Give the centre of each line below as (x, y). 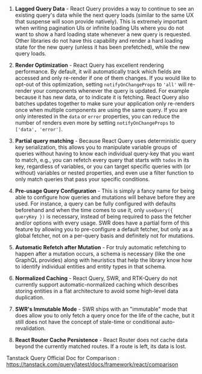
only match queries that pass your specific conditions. (82, 179)
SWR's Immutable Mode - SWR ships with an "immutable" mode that (101, 309)
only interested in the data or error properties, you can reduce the (97, 116)
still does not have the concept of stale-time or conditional (87, 322)
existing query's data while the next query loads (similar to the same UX (104, 15)
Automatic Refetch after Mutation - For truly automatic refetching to (100, 247)
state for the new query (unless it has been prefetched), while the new (102, 47)
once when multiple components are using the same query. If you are (101, 110)
